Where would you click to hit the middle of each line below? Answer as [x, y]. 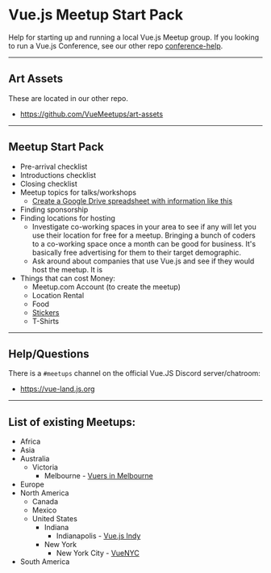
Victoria [45, 467]
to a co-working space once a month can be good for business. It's [144, 243]
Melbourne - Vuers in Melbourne [98, 476]
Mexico [44, 510]
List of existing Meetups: [72, 422]
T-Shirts [46, 321]
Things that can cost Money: [67, 278]
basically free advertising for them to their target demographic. [137, 252]
